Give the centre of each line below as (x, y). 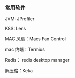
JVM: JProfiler (20, 19)
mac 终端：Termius (25, 49)
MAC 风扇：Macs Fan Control (36, 39)
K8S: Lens (16, 29)
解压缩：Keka (19, 71)
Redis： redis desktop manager (37, 60)
